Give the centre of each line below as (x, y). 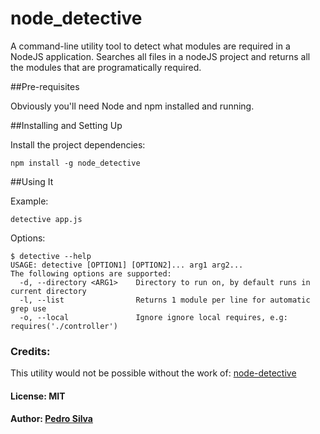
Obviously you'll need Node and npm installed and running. (132, 106)
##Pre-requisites (45, 86)
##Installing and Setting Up (66, 125)
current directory (48, 291)
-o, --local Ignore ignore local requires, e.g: (153, 317)
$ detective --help (51, 256)
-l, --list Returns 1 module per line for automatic (165, 300)
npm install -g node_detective (75, 163)
